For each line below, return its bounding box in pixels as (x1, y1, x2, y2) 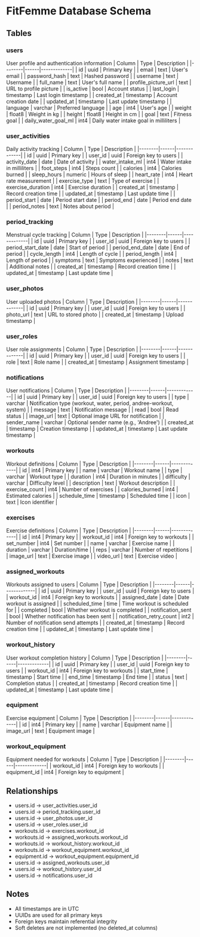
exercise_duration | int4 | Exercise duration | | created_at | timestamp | (6, 184, 179, 191)
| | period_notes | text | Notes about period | (6, 202, 115, 210)
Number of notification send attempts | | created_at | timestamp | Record (6, 619, 185, 627)
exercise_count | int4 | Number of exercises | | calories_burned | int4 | (6, 485, 179, 492)
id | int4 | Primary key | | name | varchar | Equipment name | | (21, 721, 173, 728)
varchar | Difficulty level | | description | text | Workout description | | (6, 479, 176, 486)
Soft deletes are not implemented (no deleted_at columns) (14, 924, 158, 931)
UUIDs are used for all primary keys (14, 911, 103, 918)
